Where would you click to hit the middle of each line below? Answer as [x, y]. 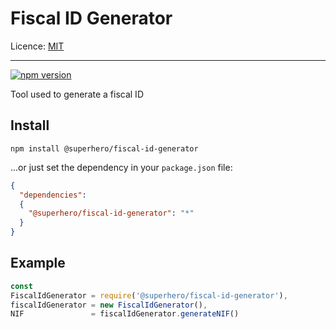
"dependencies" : [53, 195]
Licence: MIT [37, 46]
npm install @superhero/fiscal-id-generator [104, 148]
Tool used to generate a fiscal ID [77, 94]
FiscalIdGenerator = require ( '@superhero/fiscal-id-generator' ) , [149, 295]
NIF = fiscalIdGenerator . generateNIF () [125, 314]
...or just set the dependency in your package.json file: [121, 167]
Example [38, 263]
